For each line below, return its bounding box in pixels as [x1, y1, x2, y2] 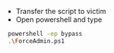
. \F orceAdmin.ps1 [7, 37, 65, 45]
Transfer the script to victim [15, 7, 107, 16]
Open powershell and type [15, 15, 103, 24]
